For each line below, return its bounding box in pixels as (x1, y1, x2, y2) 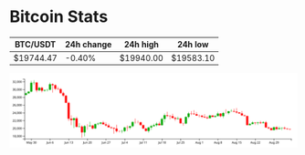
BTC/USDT (15, 39, 57, 50)
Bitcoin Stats (9, 6, 109, 27)
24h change (65, 39, 112, 50)
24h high (123, 39, 160, 50)
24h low (176, 39, 209, 50)
